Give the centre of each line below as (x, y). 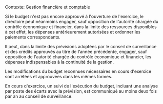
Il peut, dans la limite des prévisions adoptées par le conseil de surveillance (81, 46)
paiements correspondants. (33, 37)
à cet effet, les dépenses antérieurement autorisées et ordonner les (73, 32)
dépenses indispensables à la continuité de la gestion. (60, 62)
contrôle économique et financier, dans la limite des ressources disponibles (81, 27)
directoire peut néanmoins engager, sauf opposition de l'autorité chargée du (82, 22)
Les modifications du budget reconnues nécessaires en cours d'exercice (78, 71)
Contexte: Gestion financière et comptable (48, 7)
